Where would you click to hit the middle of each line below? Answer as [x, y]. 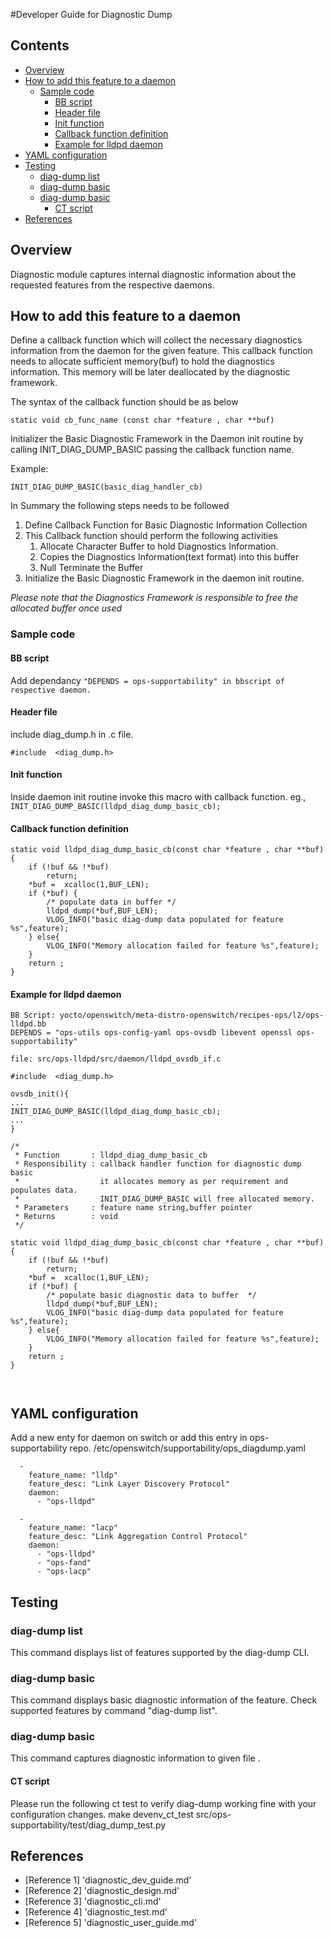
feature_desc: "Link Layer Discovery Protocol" [129, 1484]
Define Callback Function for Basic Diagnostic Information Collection [166, 525]
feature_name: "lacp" [73, 1528]
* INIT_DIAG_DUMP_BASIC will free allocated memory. [164, 1199]
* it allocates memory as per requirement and [151, 1182]
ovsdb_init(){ [40, 1094]
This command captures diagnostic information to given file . [135, 1758]
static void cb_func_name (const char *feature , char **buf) [142, 420]
